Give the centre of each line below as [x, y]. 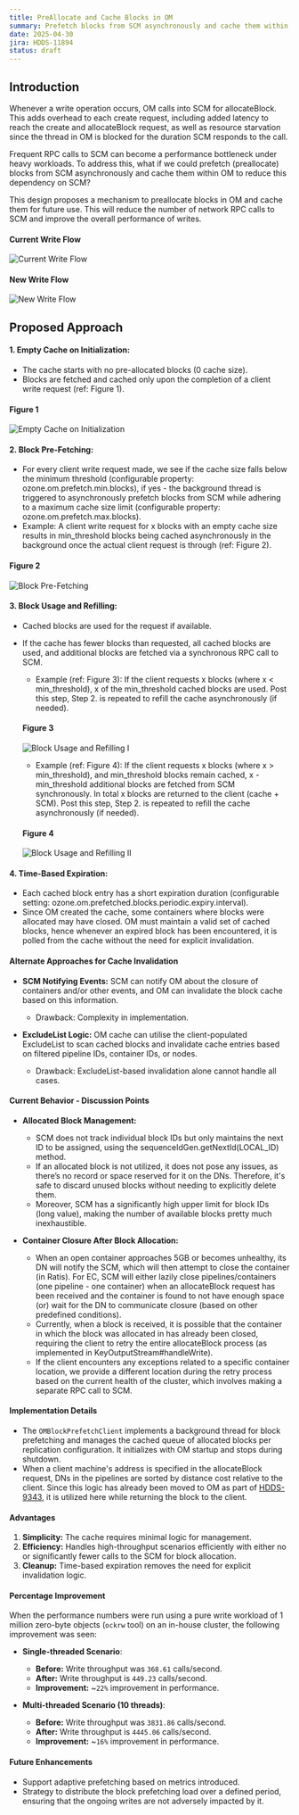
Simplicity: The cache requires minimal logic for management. [137, 1537]
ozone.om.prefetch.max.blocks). [81, 517]
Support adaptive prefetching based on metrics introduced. [131, 1782]
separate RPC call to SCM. [84, 1390]
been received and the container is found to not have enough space [160, 1296]
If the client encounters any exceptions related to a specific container [162, 1362]
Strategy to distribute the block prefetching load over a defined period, [152, 1791]
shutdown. [41, 1459]
